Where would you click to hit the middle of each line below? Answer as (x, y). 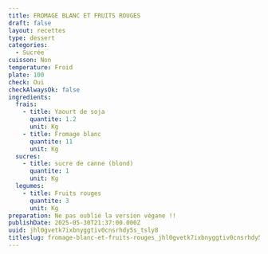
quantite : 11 (51, 141)
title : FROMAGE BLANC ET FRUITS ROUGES (75, 16)
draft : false (30, 23)
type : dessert (32, 38)
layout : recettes (37, 30)
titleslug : (26, 238)
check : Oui (26, 82)
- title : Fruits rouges (62, 193)
